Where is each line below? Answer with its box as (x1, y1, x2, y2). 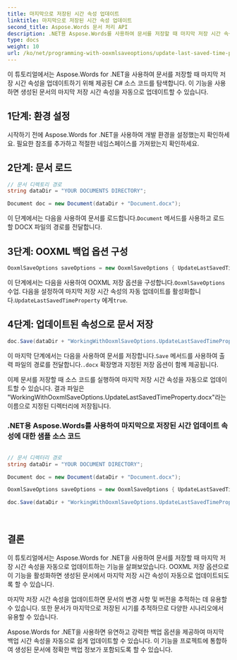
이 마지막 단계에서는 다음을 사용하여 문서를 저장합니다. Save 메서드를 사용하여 (7, 351, 218, 360)
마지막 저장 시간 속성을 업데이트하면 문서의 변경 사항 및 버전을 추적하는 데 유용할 (7, 594, 228, 604)
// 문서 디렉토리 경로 (7, 181, 62, 188)
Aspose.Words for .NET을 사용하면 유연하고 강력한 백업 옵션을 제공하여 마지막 (7, 628, 224, 636)
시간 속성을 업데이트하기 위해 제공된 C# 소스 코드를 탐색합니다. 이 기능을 (14, 78, 213, 87)
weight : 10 (7, 43, 39, 50)
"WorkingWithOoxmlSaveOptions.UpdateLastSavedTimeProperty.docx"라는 (7, 392, 227, 401)
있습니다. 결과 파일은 (28, 384, 85, 392)
